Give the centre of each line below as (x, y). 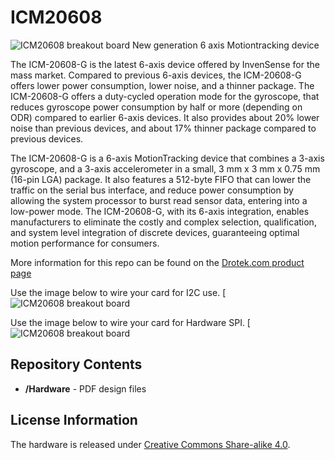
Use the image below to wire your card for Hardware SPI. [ (130, 322)
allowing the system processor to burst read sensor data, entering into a (159, 200)
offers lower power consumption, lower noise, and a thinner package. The (162, 85)
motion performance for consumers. (85, 243)
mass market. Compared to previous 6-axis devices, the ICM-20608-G (156, 75)
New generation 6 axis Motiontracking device (225, 45)
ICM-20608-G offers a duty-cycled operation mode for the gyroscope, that (165, 96)
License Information (74, 420)
